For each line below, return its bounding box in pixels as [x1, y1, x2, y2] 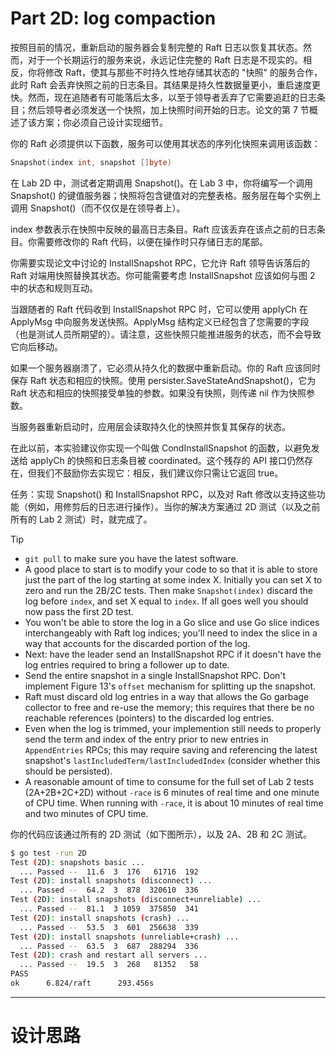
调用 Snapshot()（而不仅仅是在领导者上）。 [10, 202, 186, 214]
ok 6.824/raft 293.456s [10, 978, 155, 989]
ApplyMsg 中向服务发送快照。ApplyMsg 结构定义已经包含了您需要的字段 [10, 315, 310, 327]
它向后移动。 [10, 340, 63, 352]
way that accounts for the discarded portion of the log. [24, 637, 251, 649]
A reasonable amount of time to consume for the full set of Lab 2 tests [24, 775, 315, 787]
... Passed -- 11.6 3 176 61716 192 [19, 867, 199, 877]
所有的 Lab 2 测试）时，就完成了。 [10, 513, 153, 525]
